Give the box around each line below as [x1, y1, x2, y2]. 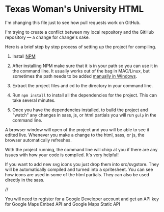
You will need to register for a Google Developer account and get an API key [5, 196, 159, 202]
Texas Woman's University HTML [5, 3, 144, 15]
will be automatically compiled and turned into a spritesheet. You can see [5, 166, 153, 172]
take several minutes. [12, 97, 55, 103]
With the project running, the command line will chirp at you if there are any [5, 146, 158, 152]
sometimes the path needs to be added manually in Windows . [12, 73, 137, 79]
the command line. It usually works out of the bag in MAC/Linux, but [12, 68, 150, 74]
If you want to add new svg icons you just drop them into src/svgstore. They [5, 161, 159, 167]
